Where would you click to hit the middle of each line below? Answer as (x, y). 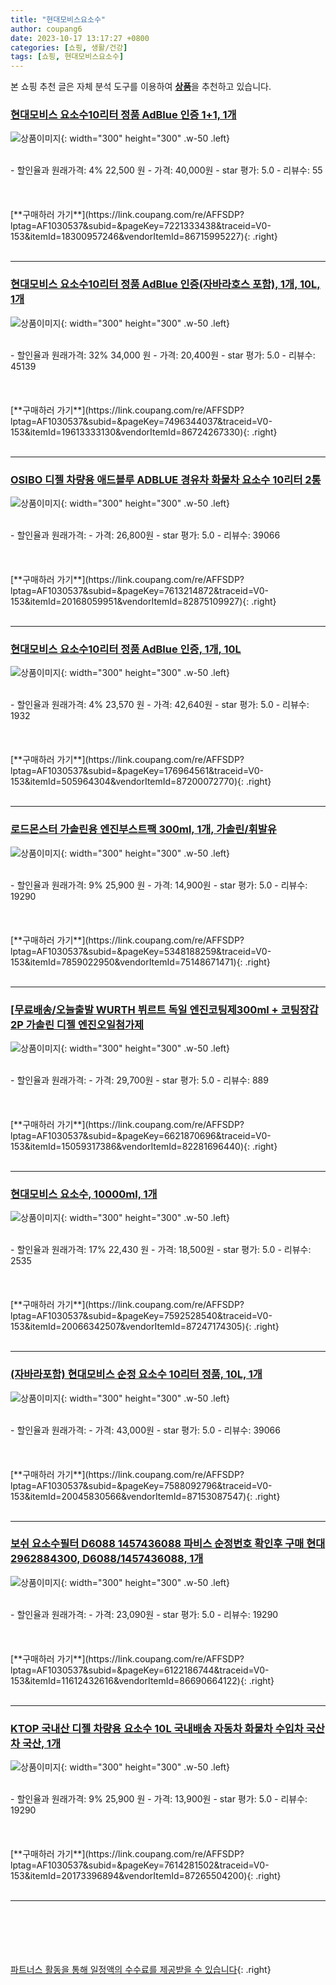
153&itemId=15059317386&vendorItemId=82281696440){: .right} (144, 1146)
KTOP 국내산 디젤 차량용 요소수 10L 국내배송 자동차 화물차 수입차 (157, 1728)
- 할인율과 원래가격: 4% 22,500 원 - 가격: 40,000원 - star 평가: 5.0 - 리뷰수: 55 (166, 170)
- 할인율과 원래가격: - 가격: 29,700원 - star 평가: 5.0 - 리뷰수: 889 (139, 1080)
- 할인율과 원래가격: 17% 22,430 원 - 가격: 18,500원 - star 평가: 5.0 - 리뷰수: (161, 1250)
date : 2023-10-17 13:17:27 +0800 (80, 38)
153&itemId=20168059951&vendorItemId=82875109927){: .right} (143, 602)
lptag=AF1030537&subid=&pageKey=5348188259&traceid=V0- (141, 951)
